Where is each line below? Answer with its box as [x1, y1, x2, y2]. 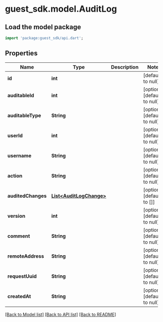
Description [111, 63, 139, 70]
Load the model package [5, 23, 81, 31]
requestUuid [7, 273, 37, 280]
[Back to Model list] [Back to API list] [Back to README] [5, 311, 116, 317]
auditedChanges [7, 192, 47, 199]
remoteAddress [7, 252, 45, 259]
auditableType [7, 112, 41, 119]
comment [7, 232, 30, 239]
